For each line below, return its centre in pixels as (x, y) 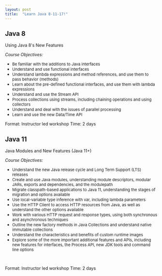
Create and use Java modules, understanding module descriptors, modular (81, 180)
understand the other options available (48, 210)
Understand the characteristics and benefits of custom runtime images (78, 235)
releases (20, 175)
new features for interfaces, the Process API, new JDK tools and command (81, 245)
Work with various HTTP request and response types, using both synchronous (85, 215)
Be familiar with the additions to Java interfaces (56, 64)
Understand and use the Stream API (45, 94)
